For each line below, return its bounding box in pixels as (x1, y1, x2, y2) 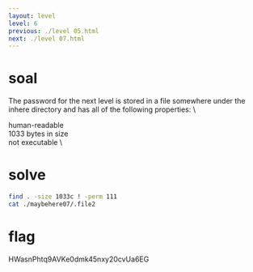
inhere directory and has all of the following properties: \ (8, 104, 196, 114)
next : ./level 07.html (8, 34, 85, 43)
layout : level (8, 11, 57, 20)
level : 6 (8, 19, 38, 28)
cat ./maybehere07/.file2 (8, 200, 95, 208)
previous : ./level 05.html (8, 27, 99, 35)
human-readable (8, 121, 65, 130)
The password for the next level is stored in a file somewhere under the (8, 96, 246, 106)
